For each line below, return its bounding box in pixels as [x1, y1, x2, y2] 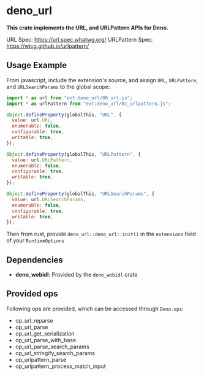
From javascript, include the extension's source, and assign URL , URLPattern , [6, 76, 198, 83]
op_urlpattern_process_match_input [15, 363, 106, 370]
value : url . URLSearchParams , [12, 196, 86, 202]
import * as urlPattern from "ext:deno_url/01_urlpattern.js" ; [6, 101, 172, 107]
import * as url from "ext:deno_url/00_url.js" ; [6, 94, 133, 101]
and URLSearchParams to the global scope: [6, 83, 110, 90]
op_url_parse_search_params [15, 343, 90, 350]
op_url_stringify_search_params [15, 349, 96, 356]
